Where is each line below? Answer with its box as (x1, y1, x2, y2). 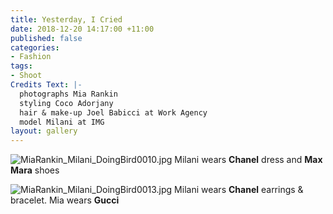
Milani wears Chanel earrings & (174, 184, 304, 196)
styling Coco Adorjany (19, 98, 114, 108)
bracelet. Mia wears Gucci (10, 194, 120, 206)
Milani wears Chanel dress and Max (174, 154, 323, 166)
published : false (10, 33, 83, 43)
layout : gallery (10, 126, 78, 136)
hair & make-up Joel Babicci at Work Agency (19, 107, 208, 118)
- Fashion (10, 52, 52, 62)
